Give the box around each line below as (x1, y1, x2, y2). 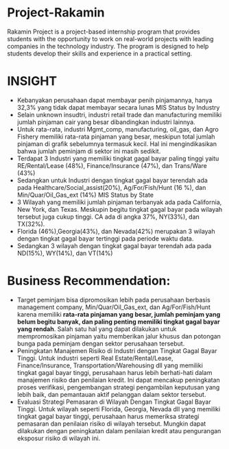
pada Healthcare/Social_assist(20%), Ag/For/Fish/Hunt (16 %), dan (16, 183, 206, 191)
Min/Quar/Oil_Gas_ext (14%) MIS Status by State (16, 191, 154, 199)
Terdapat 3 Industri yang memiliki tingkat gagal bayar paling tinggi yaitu (16, 154, 219, 162)
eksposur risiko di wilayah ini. (16, 434, 101, 442)
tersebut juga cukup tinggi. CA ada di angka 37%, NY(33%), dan (16, 213, 200, 221)
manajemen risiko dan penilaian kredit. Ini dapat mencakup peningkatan (16, 376, 221, 384)
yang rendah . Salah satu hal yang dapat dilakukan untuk (16, 324, 177, 333)
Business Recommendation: (7, 273, 171, 289)
